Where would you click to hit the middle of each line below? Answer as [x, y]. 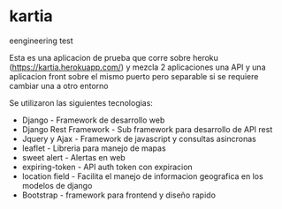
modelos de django [57, 185]
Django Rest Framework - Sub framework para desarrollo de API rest [147, 129]
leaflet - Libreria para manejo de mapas [94, 148]
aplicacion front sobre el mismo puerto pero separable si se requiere [134, 76]
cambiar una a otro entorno [59, 86]
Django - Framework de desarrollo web [93, 120]
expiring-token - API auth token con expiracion [107, 167]
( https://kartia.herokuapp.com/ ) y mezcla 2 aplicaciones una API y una [137, 67]
